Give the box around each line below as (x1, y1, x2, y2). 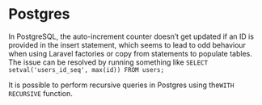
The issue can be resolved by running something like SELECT (8, 57, 209, 67)
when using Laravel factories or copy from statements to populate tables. (8, 48, 253, 58)
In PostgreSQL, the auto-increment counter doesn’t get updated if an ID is (8, 31, 255, 41)
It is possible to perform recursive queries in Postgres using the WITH (8, 80, 235, 90)
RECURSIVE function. (8, 88, 73, 98)
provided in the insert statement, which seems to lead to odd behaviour (8, 40, 247, 49)
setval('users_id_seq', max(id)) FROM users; (8, 65, 164, 73)
